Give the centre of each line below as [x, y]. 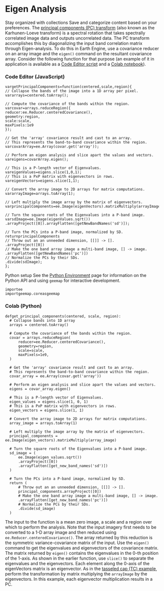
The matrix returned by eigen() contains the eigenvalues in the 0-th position [82, 553]
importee [14, 290]
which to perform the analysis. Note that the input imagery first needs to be [81, 527]
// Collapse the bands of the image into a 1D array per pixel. [72, 91]
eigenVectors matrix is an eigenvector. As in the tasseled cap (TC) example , [81, 569]
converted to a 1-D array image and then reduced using [61, 532]
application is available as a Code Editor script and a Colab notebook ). [76, 64]
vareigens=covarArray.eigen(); [37, 160]
